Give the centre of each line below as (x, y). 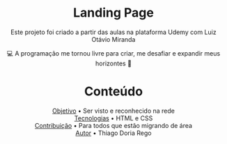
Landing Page (113, 13)
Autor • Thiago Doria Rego (113, 133)
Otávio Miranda (113, 39)
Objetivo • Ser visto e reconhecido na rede (113, 111)
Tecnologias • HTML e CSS (113, 118)
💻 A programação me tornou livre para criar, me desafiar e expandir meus (113, 53)
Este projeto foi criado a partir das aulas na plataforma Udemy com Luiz (113, 32)
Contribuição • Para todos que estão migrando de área (113, 125)
